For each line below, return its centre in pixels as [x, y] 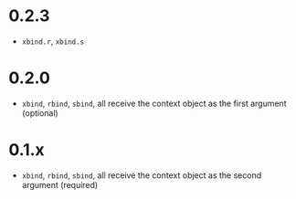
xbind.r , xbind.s [53, 41]
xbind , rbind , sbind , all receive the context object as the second [142, 175]
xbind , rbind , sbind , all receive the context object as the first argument [154, 103]
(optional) [40, 113]
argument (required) [60, 184]
